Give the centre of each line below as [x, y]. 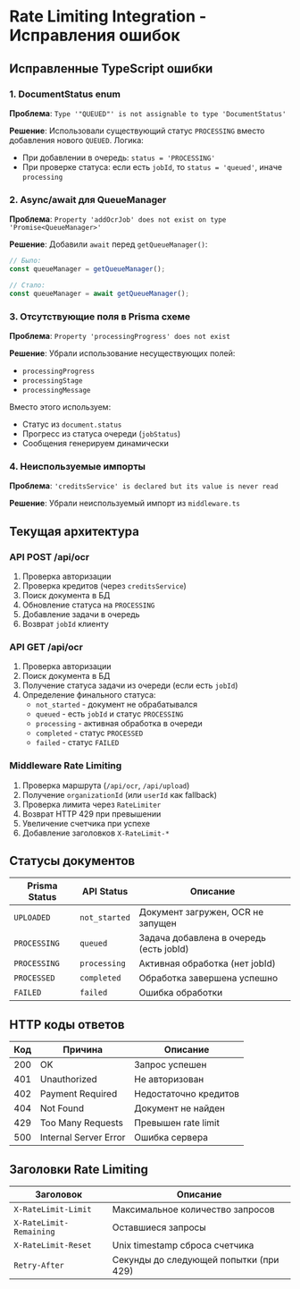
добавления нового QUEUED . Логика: [77, 140]
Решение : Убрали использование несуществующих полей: [122, 353]
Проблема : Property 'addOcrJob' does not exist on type [118, 219]
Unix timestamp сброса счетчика [183, 1245]
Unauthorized [69, 1080]
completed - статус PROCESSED [89, 733]
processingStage [52, 381]
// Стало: [28, 285]
